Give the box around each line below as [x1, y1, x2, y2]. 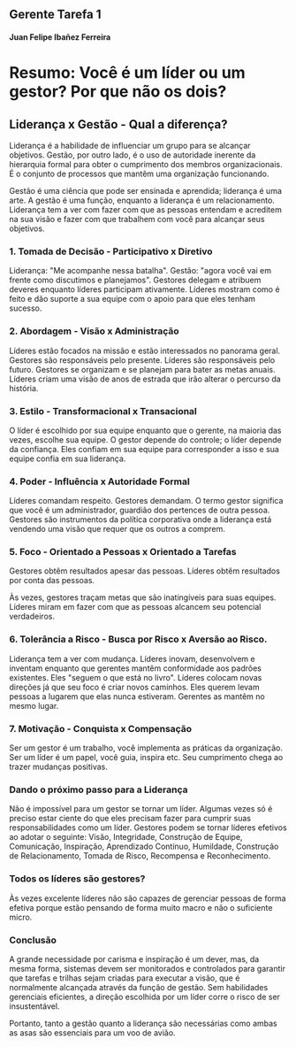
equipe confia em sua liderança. [9, 453, 126, 464]
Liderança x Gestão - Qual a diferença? [9, 117, 228, 132]
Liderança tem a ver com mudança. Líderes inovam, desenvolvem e [9, 653, 255, 664]
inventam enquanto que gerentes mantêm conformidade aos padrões [9, 663, 262, 674]
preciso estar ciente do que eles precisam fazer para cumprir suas [9, 813, 252, 824]
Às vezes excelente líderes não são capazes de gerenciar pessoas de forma [9, 893, 286, 904]
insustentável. [9, 1000, 60, 1012]
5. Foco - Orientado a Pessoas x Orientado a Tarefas [9, 546, 237, 558]
